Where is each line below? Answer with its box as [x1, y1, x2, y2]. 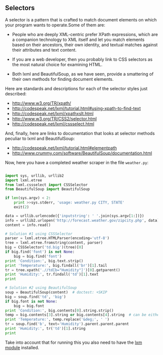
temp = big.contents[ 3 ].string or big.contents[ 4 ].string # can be [5, 313, 147, 318]
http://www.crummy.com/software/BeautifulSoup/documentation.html [12, 150, 152, 156]
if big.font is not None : [5, 299, 57, 304]
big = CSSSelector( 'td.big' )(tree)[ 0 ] [5, 245, 83, 250]
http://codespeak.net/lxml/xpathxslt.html [12, 111, 94, 116]
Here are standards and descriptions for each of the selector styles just [5, 85, 148, 92]
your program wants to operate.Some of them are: [5, 22, 106, 28]
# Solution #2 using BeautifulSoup [5, 285, 77, 290]
